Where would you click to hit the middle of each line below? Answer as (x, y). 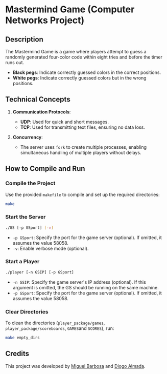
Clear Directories (27, 311)
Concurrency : (28, 137)
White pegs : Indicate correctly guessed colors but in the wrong (79, 78)
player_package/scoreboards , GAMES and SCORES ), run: (60, 328)
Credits (17, 354)
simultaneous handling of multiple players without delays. (81, 152)
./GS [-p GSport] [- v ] (29, 228)
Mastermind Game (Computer (70, 9)
